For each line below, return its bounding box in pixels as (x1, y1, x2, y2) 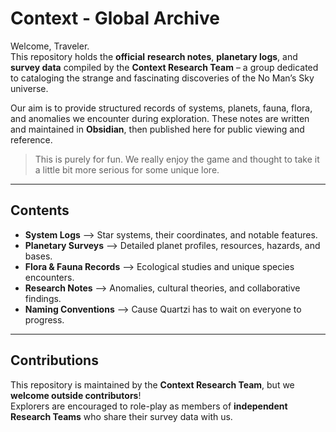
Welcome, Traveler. (10, 40, 90, 52)
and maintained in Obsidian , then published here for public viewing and (10, 123, 305, 135)
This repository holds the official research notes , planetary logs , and (10, 50, 298, 62)
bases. (24, 250, 53, 262)
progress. (24, 313, 65, 326)
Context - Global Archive (10, 7, 220, 30)
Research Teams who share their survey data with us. (10, 410, 233, 422)
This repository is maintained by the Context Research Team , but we (10, 378, 295, 391)
